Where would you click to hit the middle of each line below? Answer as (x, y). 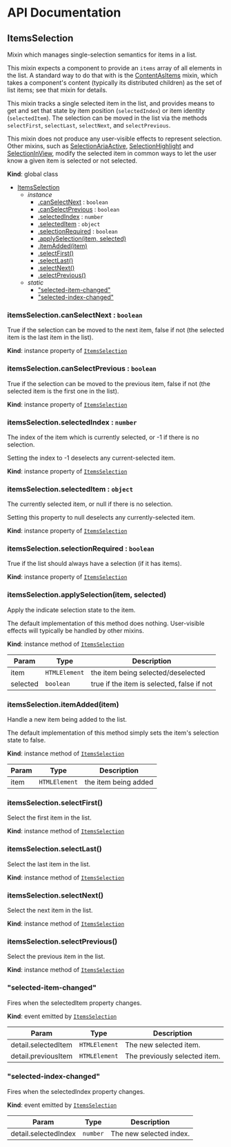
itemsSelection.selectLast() (54, 849)
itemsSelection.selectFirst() (55, 803)
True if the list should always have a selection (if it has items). (94, 564)
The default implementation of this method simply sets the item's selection (113, 733)
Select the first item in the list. (49, 818)
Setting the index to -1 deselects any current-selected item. (91, 458)
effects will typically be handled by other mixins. (76, 630)
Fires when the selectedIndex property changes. (76, 1091)
